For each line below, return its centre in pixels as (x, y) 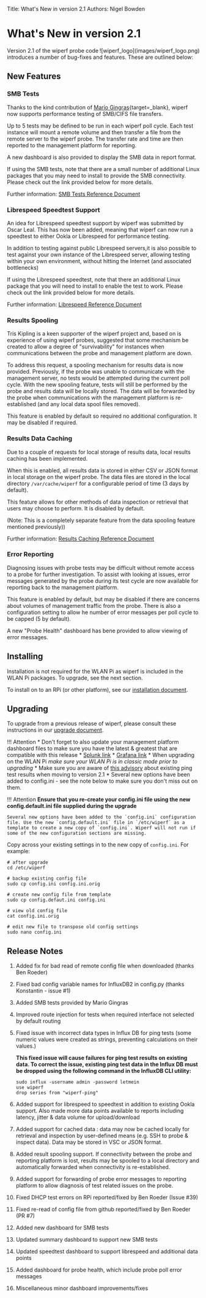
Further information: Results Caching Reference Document (81, 539)
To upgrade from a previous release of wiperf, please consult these (92, 724)
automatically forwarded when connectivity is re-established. (93, 1167)
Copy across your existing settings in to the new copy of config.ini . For (98, 845)
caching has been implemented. (47, 458)
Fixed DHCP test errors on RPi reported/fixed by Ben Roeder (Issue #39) (107, 1197)
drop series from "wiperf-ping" (57, 1093)
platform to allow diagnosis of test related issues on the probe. (94, 1186)
